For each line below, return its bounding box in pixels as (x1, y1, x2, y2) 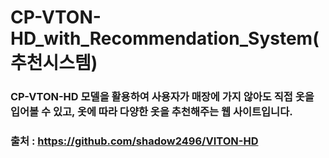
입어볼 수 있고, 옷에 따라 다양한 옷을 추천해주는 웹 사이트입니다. (10, 105, 293, 119)
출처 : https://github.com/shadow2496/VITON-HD (10, 134, 259, 148)
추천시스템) (10, 52, 98, 75)
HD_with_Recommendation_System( (10, 27, 320, 50)
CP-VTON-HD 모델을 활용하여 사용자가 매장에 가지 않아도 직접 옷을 (10, 90, 315, 104)
